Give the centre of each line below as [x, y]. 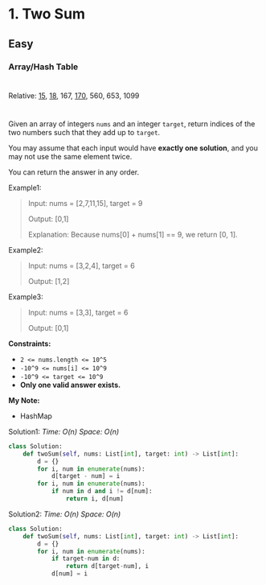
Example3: [26, 297]
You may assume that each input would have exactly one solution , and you [133, 148]
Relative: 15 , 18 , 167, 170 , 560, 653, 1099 [74, 95]
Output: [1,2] [49, 281]
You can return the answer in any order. [74, 172]
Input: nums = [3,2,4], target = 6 [81, 266]
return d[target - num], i [107, 566]
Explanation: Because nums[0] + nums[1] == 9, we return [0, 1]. [133, 234]
